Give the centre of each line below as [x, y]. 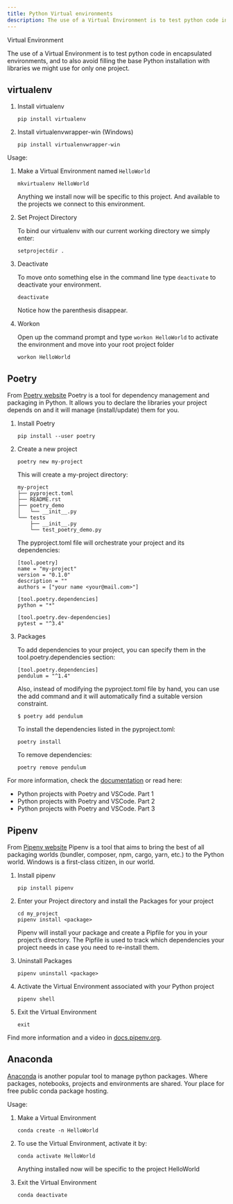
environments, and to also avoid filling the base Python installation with [109, 60]
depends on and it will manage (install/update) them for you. [93, 410]
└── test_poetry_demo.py [66, 530]
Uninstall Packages [45, 960]
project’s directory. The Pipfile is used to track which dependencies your [121, 940]
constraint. [33, 704]
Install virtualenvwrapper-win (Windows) [75, 132]
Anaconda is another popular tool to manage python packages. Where [107, 1076]
